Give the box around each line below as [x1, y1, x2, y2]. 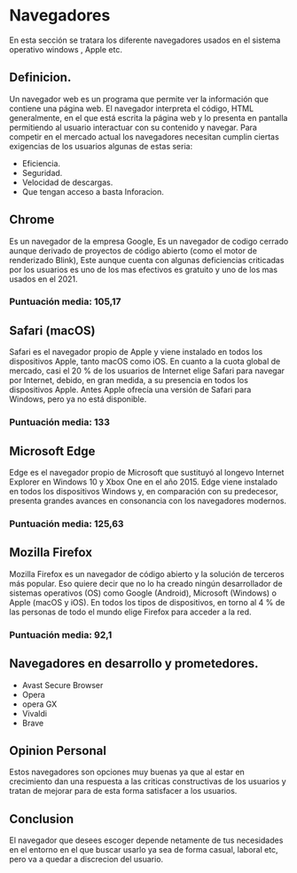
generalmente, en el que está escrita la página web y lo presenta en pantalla [9, 112, 288, 123]
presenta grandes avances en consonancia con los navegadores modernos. [9, 495, 286, 507]
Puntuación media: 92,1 [9, 629, 113, 641]
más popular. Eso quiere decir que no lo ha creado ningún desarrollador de [9, 578, 283, 589]
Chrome [9, 212, 55, 228]
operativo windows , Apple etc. [9, 44, 122, 54]
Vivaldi [21, 708, 47, 718]
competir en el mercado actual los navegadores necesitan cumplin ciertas [9, 131, 279, 142]
